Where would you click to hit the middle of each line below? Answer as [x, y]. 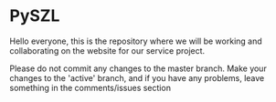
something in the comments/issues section [90, 87]
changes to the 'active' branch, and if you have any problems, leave [137, 77]
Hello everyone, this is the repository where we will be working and [136, 41]
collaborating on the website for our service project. [107, 50]
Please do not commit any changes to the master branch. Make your [138, 68]
